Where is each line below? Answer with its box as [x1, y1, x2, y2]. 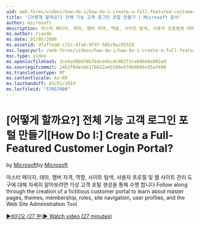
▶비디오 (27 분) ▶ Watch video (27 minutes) [6, 212, 112, 220]
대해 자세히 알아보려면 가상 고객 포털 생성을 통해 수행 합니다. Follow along [17, 181, 187, 188]
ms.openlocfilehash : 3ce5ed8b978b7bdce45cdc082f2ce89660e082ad [6, 58, 167, 64]
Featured [6, 142, 52, 155]
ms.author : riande [6, 31, 52, 37]
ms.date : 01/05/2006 [6, 36, 58, 42]
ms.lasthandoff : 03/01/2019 [6, 81, 76, 87]
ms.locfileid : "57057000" [6, 86, 70, 92]
